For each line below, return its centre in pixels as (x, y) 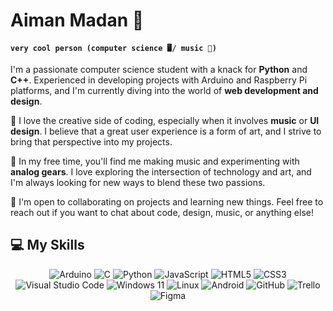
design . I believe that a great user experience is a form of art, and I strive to (166, 131)
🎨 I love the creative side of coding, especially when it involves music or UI (165, 120)
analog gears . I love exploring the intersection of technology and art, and (161, 171)
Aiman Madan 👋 (77, 20)
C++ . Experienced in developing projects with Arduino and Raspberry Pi (159, 80)
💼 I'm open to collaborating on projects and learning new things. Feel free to (167, 201)
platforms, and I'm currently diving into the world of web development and (164, 90)
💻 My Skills (47, 245)
